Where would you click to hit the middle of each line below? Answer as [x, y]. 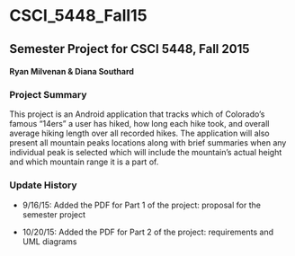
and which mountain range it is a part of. [84, 162]
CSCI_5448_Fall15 [78, 16]
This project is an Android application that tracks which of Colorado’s [137, 114]
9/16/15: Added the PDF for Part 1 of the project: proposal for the [141, 205]
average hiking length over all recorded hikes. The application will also [139, 133]
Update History [43, 185]
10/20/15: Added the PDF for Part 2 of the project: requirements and [148, 232]
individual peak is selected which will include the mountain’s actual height [146, 153]
